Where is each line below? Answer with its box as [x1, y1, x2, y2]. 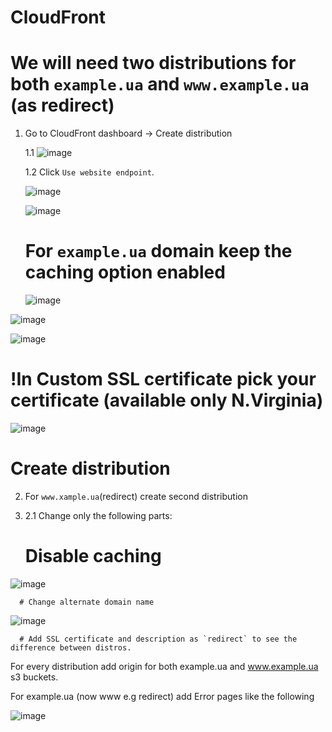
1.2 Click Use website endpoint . [24, 166, 155, 178]
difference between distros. [10, 642, 132, 653]
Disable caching [24, 545, 162, 568]
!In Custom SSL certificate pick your [10, 368, 317, 391]
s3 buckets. [10, 671, 59, 683]
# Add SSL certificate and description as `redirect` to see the [19, 634, 298, 644]
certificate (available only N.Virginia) [10, 389, 324, 412]
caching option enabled [24, 261, 226, 284]
